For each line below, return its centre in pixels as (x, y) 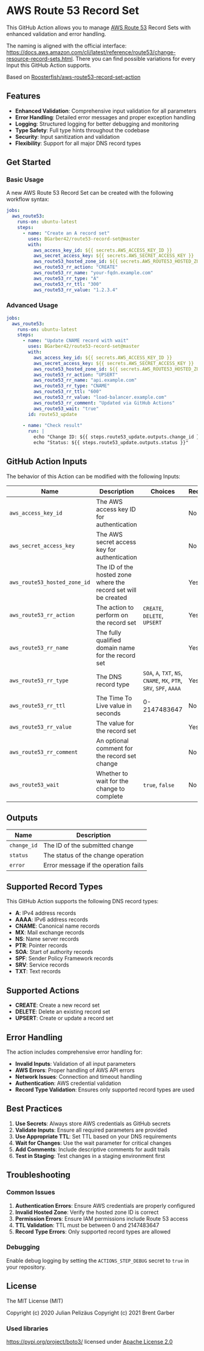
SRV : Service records (42, 965)
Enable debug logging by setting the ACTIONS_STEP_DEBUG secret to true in (98, 1260)
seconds (108, 713)
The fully (109, 632)
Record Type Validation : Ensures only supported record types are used (105, 1090)
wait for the (112, 781)
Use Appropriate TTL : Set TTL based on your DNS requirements (96, 1136)
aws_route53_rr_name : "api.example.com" (85, 380)
